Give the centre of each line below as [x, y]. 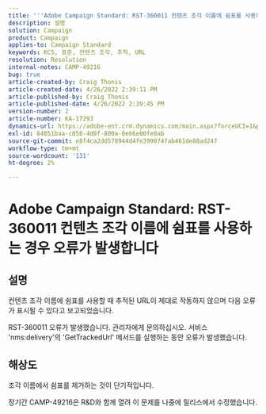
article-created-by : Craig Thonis [65, 82]
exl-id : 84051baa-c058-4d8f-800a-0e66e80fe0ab [86, 133]
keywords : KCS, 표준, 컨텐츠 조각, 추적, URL [77, 52]
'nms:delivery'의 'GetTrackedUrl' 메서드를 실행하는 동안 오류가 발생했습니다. [128, 337]
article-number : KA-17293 [51, 119]
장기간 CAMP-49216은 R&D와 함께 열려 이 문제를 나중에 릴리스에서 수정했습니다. [133, 402]
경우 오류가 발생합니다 [91, 249]
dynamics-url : [32, 126]
